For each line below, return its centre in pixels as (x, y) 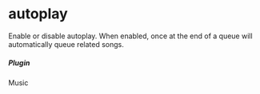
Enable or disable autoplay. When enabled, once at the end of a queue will (131, 36)
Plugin (19, 63)
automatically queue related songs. (66, 44)
